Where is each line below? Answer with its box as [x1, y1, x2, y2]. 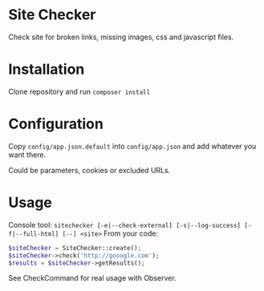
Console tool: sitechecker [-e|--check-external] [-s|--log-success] [8, 220, 242, 229]
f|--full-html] [8, 230, 59, 238]
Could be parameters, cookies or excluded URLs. [8, 165, 171, 175]
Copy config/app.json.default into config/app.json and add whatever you [8, 141, 257, 151]
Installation [8, 60, 85, 79]
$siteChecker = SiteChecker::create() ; [8, 244, 142, 252]
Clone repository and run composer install [8, 87, 151, 96]
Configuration [8, 115, 104, 133]
